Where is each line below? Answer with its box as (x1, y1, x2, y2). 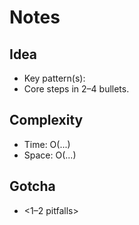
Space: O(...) (23, 149, 77, 161)
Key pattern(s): (23, 72, 86, 84)
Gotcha (9, 178, 56, 195)
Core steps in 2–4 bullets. (23, 83, 130, 95)
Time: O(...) (23, 138, 71, 150)
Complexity (9, 112, 84, 129)
